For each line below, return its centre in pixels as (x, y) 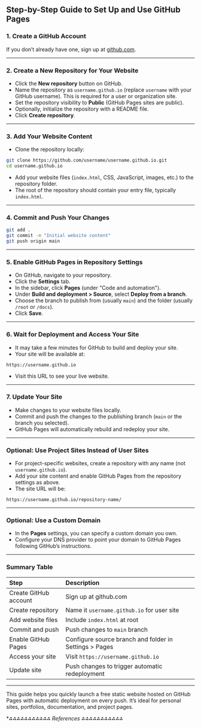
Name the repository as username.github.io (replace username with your (103, 90)
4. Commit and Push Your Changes (58, 217)
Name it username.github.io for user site (122, 610)
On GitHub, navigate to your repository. (63, 275)
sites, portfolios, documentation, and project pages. (70, 706)
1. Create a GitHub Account (46, 37)
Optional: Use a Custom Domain (53, 520)
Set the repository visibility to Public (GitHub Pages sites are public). (99, 102)
